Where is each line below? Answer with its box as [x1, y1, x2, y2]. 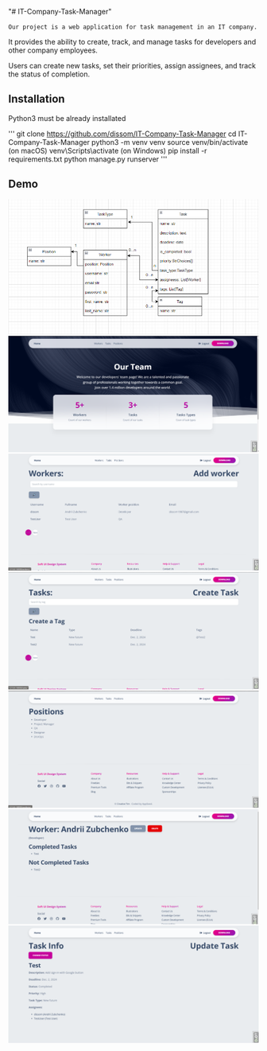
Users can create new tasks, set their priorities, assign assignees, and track [8, 61, 257, 70]
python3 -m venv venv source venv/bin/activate [91, 137, 249, 146]
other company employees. [8, 45, 98, 55]
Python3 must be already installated [8, 113, 126, 123]
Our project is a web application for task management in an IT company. [8, 23, 258, 31]
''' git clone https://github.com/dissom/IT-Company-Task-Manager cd [8, 129, 237, 138]
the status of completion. [8, 69, 91, 79]
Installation [8, 92, 65, 106]
